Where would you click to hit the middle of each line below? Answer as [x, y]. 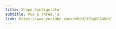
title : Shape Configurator [33, 10]
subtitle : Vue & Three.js [32, 14]
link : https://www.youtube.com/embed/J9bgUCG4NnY [58, 19]
